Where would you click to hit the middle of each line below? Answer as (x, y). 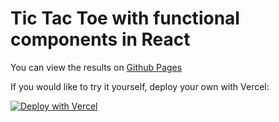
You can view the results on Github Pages (96, 67)
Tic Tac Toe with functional (125, 18)
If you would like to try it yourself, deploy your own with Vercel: (140, 86)
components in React (100, 39)
